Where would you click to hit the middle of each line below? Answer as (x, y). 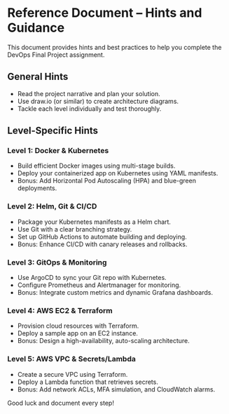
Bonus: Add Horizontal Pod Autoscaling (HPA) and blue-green (106, 181)
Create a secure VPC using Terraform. (72, 374)
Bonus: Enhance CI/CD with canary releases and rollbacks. (102, 244)
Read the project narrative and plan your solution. (89, 93)
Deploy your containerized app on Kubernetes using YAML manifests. (118, 173)
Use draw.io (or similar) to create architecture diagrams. (98, 101)
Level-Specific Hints (53, 131)
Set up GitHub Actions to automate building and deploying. (102, 236)
